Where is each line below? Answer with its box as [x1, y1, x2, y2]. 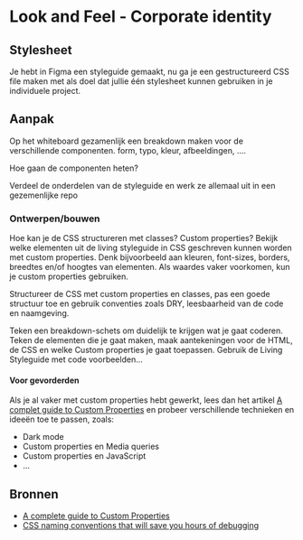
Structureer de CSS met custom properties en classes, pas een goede [9, 289, 270, 300]
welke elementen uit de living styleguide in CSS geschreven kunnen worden [9, 242, 292, 254]
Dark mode [22, 432, 65, 442]
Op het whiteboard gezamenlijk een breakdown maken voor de [9, 135, 244, 146]
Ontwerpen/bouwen [9, 212, 101, 225]
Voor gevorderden [9, 375, 80, 386]
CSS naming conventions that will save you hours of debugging [22, 520, 260, 531]
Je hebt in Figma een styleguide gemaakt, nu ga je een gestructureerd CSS [9, 66, 289, 77]
